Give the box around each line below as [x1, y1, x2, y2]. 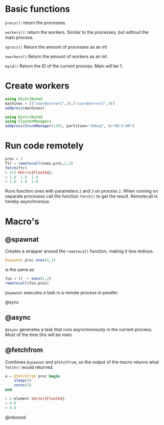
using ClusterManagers [5, 119, 51, 124]
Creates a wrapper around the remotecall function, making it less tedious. [5, 248, 154, 254]
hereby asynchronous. [5, 198, 50, 204]
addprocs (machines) [5, 106, 45, 111]
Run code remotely [5, 140, 84, 151]
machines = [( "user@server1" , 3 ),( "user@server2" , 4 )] [5, 101, 115, 106]
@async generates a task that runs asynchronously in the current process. [5, 326, 153, 332]
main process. [5, 34, 34, 40]
